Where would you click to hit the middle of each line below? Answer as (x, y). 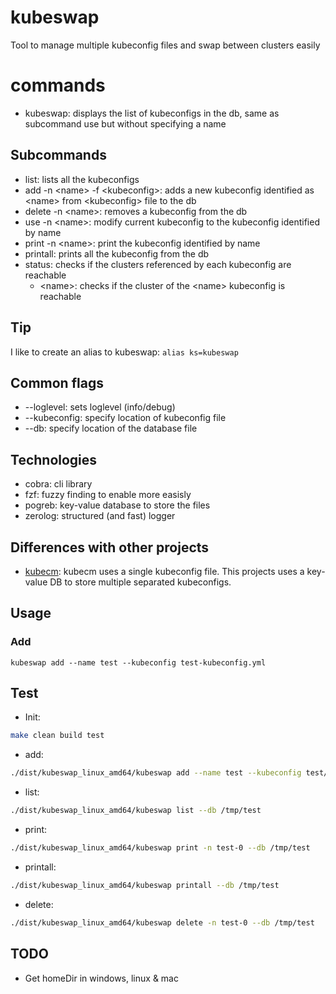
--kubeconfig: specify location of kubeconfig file (125, 418)
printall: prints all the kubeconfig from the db (117, 253)
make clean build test (57, 736)
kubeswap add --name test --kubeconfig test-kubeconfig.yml (138, 662)
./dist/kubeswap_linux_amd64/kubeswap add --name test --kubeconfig (156, 773)
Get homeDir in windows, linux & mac (101, 978)
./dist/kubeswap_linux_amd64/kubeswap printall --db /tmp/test (145, 885)
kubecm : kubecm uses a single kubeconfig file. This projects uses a (164, 571)
